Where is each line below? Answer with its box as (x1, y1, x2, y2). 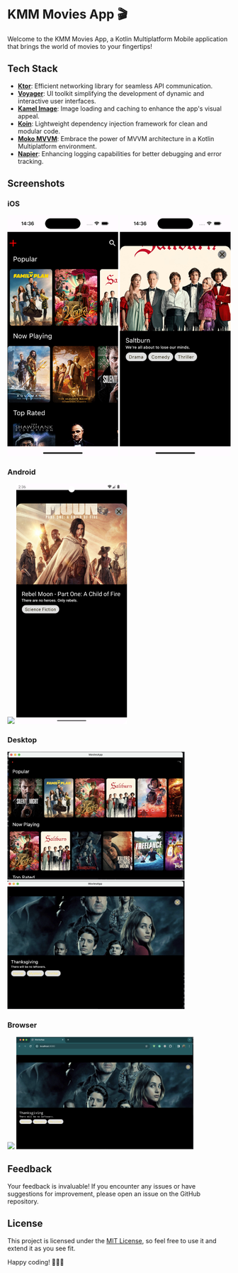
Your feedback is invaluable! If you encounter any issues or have (7, 1181, 196, 1190)
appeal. (17, 111, 40, 120)
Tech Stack (7, 62, 58, 75)
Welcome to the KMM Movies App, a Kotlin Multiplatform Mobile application (7, 34, 228, 43)
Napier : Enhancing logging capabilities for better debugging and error (17, 149, 222, 158)
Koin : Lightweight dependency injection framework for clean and (17, 119, 208, 128)
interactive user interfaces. (17, 97, 97, 105)
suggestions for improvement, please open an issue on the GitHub (7, 1189, 200, 1198)
